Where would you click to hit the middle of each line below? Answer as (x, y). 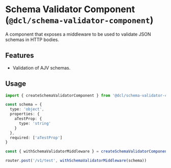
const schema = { (24, 105)
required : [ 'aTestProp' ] (36, 138)
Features (20, 56)
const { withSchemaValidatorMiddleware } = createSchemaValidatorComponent (87, 152)
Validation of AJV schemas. (41, 68)
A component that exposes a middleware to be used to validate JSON (78, 34)
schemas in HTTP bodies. (32, 40)
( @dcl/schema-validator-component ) (79, 20)
